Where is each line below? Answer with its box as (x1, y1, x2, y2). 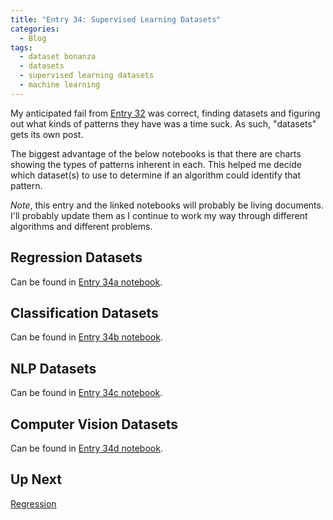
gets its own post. (10, 128, 84, 140)
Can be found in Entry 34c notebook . (10, 387, 163, 399)
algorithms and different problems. (10, 220, 153, 232)
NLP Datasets (10, 360, 97, 377)
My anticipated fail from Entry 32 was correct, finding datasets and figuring (10, 107, 321, 119)
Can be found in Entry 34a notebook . (10, 276, 163, 288)
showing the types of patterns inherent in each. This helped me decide (10, 158, 302, 170)
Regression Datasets (10, 249, 143, 266)
